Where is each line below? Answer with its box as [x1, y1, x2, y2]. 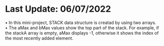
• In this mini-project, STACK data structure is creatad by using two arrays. [5, 20, 156, 25]
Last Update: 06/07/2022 [5, 3, 111, 15]
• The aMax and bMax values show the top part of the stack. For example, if [5, 24, 160, 30]
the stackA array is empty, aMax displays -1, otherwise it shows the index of [5, 30, 159, 36]
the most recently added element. [5, 35, 74, 41]
